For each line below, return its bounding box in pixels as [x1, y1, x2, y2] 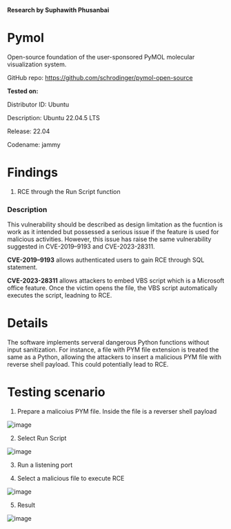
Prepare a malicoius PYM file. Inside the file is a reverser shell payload [17, 407, 217, 416]
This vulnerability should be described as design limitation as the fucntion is [7, 220, 223, 229]
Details [7, 316, 48, 331]
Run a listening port [17, 461, 73, 469]
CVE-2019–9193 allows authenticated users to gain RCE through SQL [7, 256, 205, 264]
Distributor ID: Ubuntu [7, 100, 70, 108]
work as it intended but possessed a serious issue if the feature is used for [7, 228, 219, 236]
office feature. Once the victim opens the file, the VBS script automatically [7, 284, 218, 292]
